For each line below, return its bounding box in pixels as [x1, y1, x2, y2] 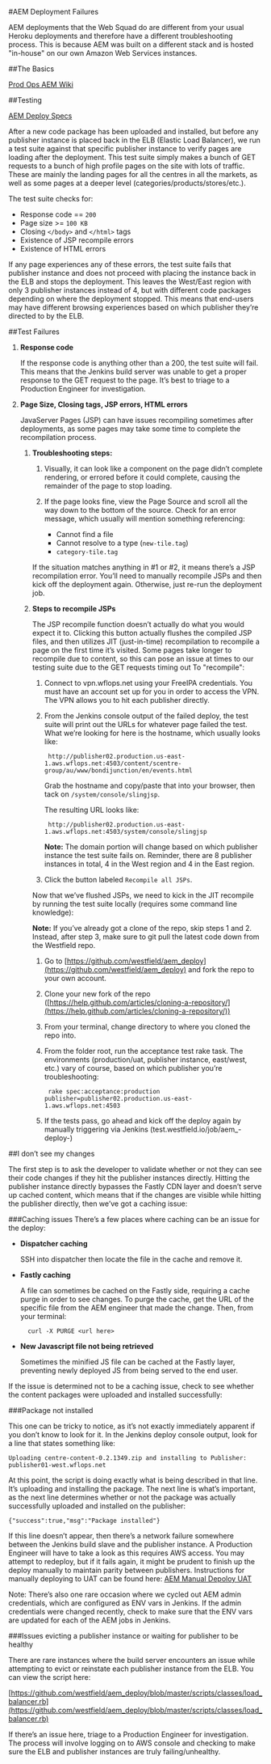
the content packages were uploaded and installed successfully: [8, 1390, 223, 1399]
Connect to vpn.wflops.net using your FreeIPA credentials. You [44, 679, 252, 687]
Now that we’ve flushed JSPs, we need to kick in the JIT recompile [31, 890, 254, 900]
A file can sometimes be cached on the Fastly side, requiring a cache [19, 1286, 250, 1295]
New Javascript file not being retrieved [19, 1342, 154, 1351]
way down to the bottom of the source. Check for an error [44, 506, 236, 514]
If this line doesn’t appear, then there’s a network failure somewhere [8, 1531, 234, 1540]
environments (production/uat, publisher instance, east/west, [44, 1055, 248, 1064]
